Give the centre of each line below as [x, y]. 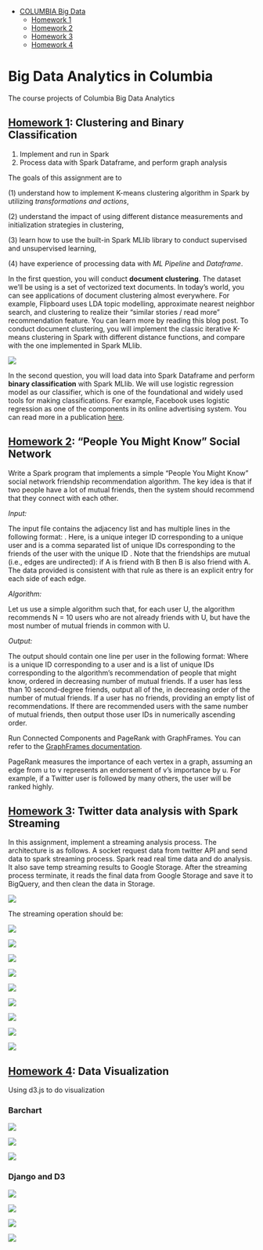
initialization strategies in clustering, [66, 225]
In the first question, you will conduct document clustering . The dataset [124, 279]
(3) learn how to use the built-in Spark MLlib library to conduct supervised [128, 239]
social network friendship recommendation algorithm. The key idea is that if [130, 481]
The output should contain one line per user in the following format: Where [128, 656]
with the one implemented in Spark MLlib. [75, 345]
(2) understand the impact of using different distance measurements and [126, 216]
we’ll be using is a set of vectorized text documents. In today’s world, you [126, 287]
